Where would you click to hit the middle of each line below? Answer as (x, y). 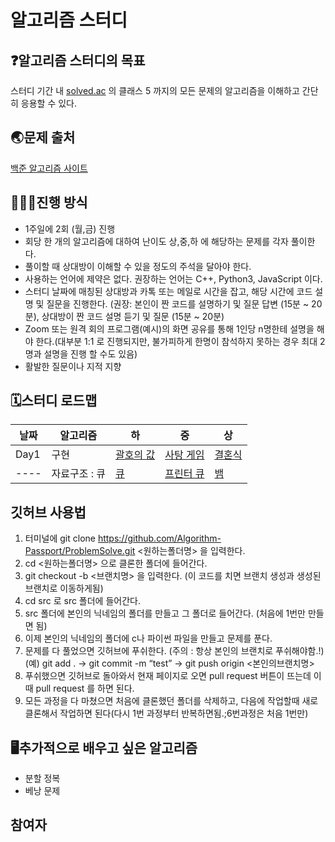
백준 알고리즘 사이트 (49, 168)
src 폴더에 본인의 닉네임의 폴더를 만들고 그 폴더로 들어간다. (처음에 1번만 (165, 613)
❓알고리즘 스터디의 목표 (78, 60)
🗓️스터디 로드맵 (54, 401)
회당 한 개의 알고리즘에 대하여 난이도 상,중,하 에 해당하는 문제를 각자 (156, 241)
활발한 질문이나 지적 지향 (73, 366)
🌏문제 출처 (43, 137)
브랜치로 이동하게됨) (64, 588)
